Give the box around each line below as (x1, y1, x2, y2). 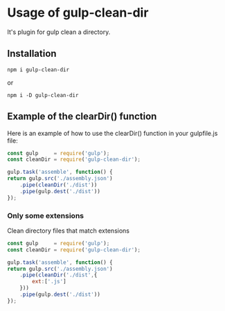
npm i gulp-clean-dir (7, 66, 70, 73)
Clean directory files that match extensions (7, 226, 130, 235)
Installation (7, 48, 57, 60)
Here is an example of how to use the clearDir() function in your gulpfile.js (7, 129, 218, 137)
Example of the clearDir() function (7, 111, 157, 123)
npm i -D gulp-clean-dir (7, 91, 79, 98)
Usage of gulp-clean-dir (7, 5, 149, 21)
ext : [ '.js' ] (32, 278, 67, 285)
